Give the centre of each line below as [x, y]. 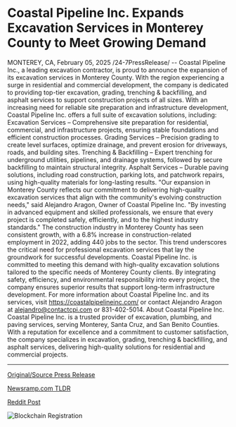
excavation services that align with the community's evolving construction [114, 197]
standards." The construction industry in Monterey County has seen [105, 227]
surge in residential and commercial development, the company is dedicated [118, 85]
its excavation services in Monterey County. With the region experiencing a [116, 77]
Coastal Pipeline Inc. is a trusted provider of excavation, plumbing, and [110, 317]
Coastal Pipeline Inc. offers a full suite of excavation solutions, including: [112, 115]
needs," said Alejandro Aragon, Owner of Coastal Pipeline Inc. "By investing [117, 204]
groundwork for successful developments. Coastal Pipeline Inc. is [102, 257]
